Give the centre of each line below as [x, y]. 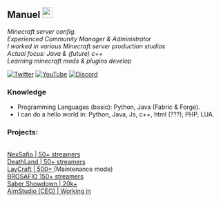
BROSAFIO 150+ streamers [46, 176]
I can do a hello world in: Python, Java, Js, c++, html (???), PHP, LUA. [116, 114]
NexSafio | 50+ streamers [44, 154]
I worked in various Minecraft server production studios [86, 46]
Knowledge [27, 92]
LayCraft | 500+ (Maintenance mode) [60, 169]
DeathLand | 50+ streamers [46, 162]
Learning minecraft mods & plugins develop [69, 61]
